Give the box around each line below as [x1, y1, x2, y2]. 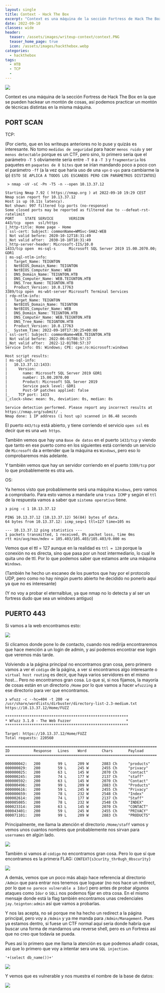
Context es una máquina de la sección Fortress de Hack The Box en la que [5, 94, 156, 100]
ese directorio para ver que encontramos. [5, 687, 89, 693]
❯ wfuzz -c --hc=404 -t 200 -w [5, 697, 69, 702]
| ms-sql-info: [5, 358, 36, 363]
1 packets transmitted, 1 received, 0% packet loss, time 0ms [5, 532, 135, 537]
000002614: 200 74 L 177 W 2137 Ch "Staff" [5, 796, 144, 801]
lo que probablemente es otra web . [5, 467, 74, 473]
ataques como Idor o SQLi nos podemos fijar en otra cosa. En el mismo [5, 890, 149, 896]
